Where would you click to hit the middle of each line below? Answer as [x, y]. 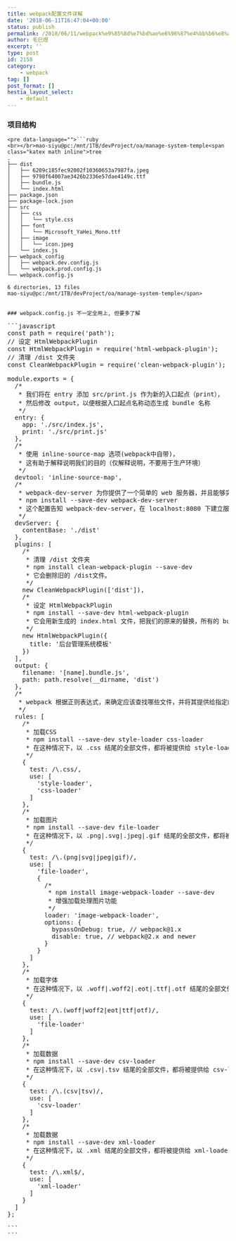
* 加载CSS [41, 732]
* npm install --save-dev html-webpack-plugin [107, 613]
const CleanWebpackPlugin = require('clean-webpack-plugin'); [117, 365]
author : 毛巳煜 [28, 40]
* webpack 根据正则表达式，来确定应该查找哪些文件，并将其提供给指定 [123, 702]
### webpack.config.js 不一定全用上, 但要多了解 [74, 314]
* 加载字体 [42, 980]
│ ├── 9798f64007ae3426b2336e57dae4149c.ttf [77, 177]
